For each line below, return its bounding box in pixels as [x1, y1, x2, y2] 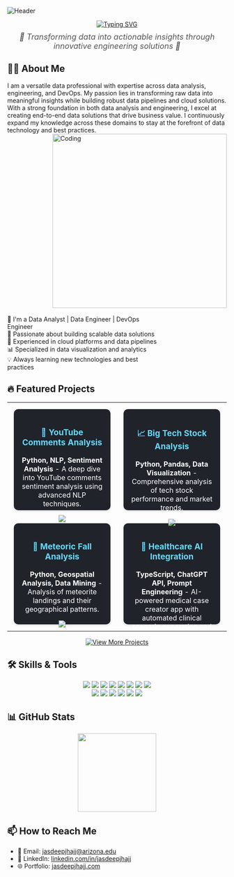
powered [134, 595, 164, 605]
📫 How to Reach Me [7, 825, 97, 837]
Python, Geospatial [29, 569, 95, 579]
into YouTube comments [22, 473, 102, 482]
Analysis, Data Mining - [22, 578, 103, 588]
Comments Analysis [22, 436, 102, 448]
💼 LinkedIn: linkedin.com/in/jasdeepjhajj [17, 855, 132, 863]
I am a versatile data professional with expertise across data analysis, [7, 81, 207, 90]
